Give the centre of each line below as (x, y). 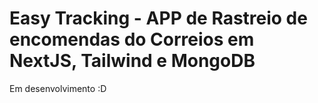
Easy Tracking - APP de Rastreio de (158, 18)
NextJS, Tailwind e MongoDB (132, 61)
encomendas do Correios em (132, 39)
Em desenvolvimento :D (58, 88)
